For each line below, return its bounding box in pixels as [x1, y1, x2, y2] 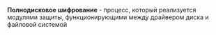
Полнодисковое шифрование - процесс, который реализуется [7, 6, 196, 14]
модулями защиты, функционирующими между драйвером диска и [7, 13, 209, 21]
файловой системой [7, 21, 68, 28]
